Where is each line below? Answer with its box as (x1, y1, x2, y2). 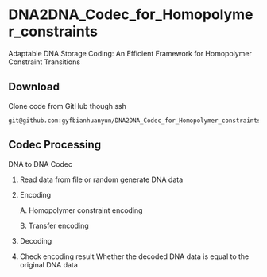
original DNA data (19, 260, 78, 269)
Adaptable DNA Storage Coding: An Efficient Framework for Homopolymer (8, 48, 253, 58)
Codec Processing (8, 138, 102, 152)
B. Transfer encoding (19, 221, 89, 230)
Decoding (19, 236, 52, 245)
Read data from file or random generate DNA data (19, 175, 184, 184)
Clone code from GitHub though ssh (8, 101, 127, 110)
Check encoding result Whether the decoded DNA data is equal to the (19, 252, 250, 261)
